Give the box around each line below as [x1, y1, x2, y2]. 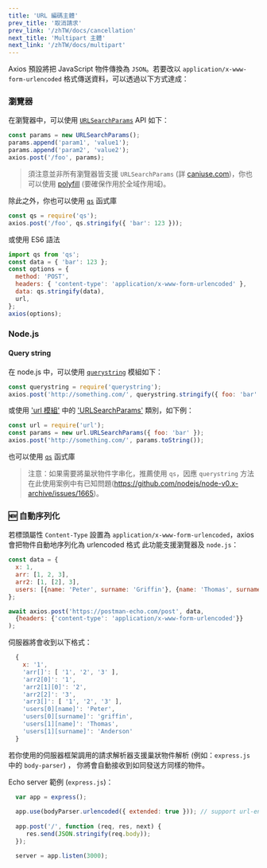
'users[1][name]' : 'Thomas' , [22, 720, 119, 729]
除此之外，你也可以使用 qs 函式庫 [8, 196, 118, 205]
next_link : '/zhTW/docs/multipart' [8, 41, 126, 49]
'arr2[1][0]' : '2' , [22, 682, 87, 691]
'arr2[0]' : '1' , [22, 675, 77, 683]
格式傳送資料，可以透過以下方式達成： [63, 74, 189, 84]
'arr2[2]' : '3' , [22, 690, 77, 698]
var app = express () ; [15, 793, 87, 801]
